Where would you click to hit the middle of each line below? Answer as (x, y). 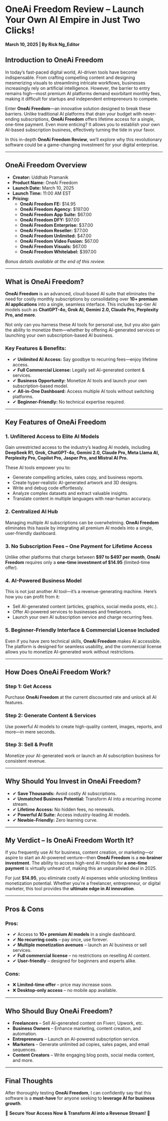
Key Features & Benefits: (36, 348)
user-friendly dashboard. (31, 533)
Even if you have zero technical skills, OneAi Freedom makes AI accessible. (83, 641)
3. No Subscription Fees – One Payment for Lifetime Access (79, 546)
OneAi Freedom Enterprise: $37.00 (56, 225)
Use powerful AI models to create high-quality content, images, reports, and (84, 726)
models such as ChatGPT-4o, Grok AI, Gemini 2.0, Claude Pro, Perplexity (82, 310)
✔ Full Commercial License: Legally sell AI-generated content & (78, 370)
